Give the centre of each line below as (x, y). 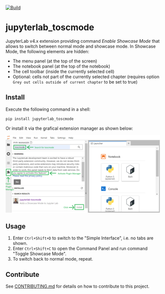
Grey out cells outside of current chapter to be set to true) (75, 82)
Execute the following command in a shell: (48, 109)
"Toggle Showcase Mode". (39, 254)
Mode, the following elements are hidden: (47, 51)
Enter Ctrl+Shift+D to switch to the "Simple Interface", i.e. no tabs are (83, 238)
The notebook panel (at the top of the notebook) (61, 66)
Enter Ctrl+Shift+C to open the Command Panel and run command (80, 249)
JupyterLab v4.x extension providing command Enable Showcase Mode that (83, 41)
